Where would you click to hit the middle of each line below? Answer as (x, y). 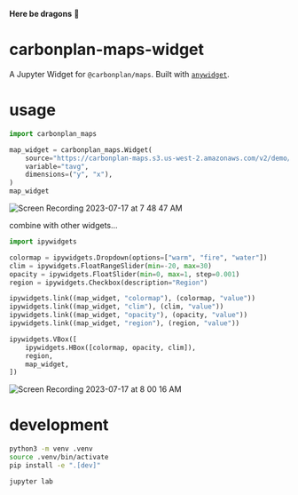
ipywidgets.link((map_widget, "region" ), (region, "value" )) (125, 323)
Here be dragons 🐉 (44, 14)
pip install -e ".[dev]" (55, 465)
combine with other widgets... (63, 225)
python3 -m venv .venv (51, 449)
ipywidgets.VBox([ (43, 339)
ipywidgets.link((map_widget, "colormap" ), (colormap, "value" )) (132, 299)
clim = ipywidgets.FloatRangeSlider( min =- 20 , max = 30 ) (111, 266)
